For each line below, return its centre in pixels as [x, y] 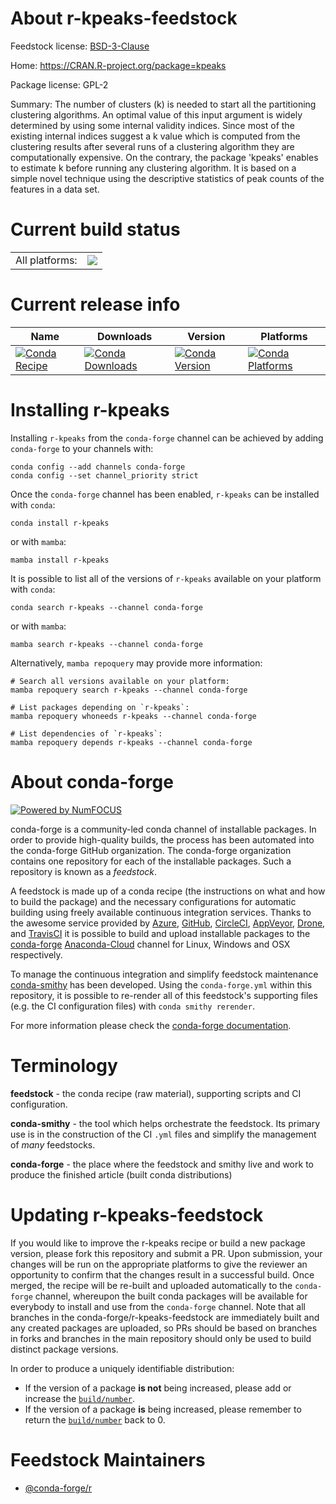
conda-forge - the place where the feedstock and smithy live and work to [162, 1164]
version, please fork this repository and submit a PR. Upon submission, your [166, 1253]
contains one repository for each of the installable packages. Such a [151, 861]
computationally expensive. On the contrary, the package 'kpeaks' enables [164, 157]
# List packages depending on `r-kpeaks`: [100, 707]
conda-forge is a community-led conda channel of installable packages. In [163, 829]
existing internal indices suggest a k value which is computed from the [155, 136]
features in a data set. [55, 189]
